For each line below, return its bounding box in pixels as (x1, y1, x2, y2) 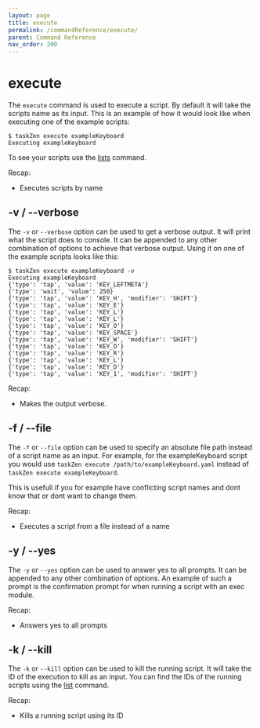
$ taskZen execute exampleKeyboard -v (8, 267, 135, 275)
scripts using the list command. (8, 680, 110, 690)
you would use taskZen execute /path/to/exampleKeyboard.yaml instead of (8, 459, 249, 468)
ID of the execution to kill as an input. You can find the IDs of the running (8, 672, 242, 682)
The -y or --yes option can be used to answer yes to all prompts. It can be (8, 565, 247, 574)
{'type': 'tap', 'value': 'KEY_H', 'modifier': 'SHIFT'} (8, 294, 198, 302)
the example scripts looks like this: (8, 252, 120, 261)
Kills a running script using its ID (19, 711, 124, 720)
